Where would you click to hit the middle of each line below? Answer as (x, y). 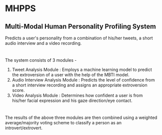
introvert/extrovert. (24, 128)
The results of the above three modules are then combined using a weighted (81, 118)
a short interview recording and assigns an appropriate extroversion (80, 85)
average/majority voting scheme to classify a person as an (63, 123)
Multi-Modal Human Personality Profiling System (81, 26)
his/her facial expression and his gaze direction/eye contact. (72, 101)
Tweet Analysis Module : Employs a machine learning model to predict (82, 70)
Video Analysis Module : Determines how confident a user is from (77, 96)
